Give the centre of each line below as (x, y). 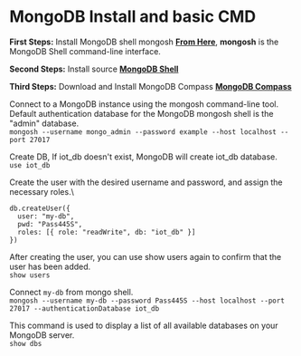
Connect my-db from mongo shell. (71, 292)
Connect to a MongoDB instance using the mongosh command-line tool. (144, 104)
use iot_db (30, 165)
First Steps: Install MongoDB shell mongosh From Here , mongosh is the (144, 42)
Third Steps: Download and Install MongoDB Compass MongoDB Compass (150, 86)
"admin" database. (44, 123)
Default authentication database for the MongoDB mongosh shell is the (141, 113)
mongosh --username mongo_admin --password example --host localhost (143, 132)
